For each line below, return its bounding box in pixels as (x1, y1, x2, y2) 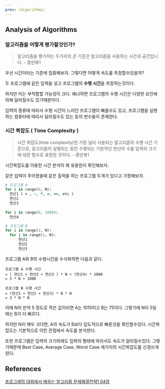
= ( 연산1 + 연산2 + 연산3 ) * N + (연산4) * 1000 (5, 272, 103, 277)
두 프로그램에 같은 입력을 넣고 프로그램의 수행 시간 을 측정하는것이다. (5, 80, 135, 86)
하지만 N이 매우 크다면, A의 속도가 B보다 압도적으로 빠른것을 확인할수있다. (5, 321, 147, 327)
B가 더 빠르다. (14, 311, 41, 317)
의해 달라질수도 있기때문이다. (5, 97, 61, 103)
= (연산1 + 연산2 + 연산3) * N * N (5, 291, 72, 296)
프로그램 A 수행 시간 (5, 267, 41, 272)
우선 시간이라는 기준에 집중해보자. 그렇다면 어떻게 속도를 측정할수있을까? (5, 70, 144, 76)
